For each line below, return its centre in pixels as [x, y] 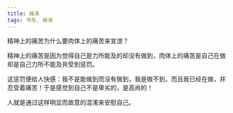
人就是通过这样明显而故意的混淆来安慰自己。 [71, 102]
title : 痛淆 [23, 14]
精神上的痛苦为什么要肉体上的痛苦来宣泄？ [68, 41]
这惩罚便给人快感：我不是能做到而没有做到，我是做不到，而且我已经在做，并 [116, 79]
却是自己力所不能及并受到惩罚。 [53, 64]
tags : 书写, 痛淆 [30, 20]
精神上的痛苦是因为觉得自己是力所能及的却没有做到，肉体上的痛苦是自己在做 [116, 55]
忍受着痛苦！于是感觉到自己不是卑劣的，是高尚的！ [80, 87]
